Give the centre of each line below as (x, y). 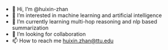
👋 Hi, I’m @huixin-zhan (40, 9)
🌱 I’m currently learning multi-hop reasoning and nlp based (84, 21)
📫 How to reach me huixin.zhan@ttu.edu (62, 41)
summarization (30, 28)
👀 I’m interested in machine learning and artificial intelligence (87, 15)
